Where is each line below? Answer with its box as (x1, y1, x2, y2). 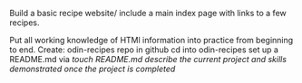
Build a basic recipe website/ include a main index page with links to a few (9, 8, 287, 18)
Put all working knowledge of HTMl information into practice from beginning (9, 35, 294, 45)
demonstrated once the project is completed (9, 63, 176, 74)
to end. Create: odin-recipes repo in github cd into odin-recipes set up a (9, 44, 279, 55)
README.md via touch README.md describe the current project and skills (9, 54, 287, 64)
